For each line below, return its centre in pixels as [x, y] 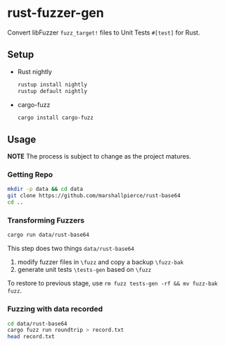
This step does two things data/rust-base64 [71, 249]
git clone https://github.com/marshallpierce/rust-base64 [94, 196]
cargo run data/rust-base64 [49, 235]
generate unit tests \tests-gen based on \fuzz [84, 270]
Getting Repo [30, 175]
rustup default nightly [52, 91]
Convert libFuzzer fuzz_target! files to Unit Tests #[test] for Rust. [104, 32]
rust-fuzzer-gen [56, 13]
